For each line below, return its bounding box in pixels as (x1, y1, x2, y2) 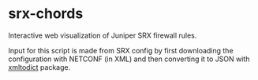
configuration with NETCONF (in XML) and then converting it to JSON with (8, 54, 250, 64)
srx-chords (8, 5, 84, 23)
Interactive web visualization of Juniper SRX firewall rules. (8, 31, 197, 40)
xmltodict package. (8, 62, 71, 71)
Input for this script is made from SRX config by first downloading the (8, 45, 234, 55)
